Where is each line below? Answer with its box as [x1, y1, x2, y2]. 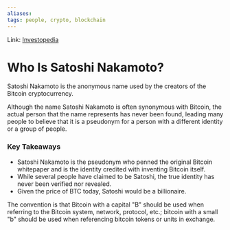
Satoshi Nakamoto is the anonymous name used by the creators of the [7, 82, 207, 90]
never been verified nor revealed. [16, 180, 112, 188]
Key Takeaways [7, 142, 61, 151]
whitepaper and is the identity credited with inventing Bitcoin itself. [16, 165, 206, 173]
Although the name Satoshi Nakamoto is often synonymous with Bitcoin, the [7, 103, 222, 111]
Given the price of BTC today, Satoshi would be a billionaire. [16, 187, 187, 195]
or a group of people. [7, 125, 67, 133]
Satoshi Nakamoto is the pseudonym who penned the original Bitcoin [16, 158, 213, 166]
